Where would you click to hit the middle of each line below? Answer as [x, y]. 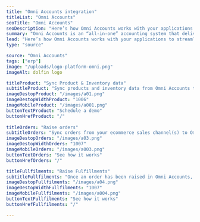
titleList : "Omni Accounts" [41, 17]
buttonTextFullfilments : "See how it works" [62, 199]
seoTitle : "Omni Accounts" [40, 23]
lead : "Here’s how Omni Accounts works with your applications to [90, 39]
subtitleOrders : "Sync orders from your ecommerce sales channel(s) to [97, 133]
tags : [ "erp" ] [24, 61]
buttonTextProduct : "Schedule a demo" [54, 111]
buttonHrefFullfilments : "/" [42, 204]
